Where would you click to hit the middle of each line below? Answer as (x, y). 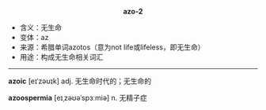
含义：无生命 (40, 27)
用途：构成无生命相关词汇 (61, 57)
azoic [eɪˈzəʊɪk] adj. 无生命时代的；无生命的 (80, 81)
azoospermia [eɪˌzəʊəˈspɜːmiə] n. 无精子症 (78, 98)
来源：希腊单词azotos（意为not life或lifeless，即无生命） (112, 47)
